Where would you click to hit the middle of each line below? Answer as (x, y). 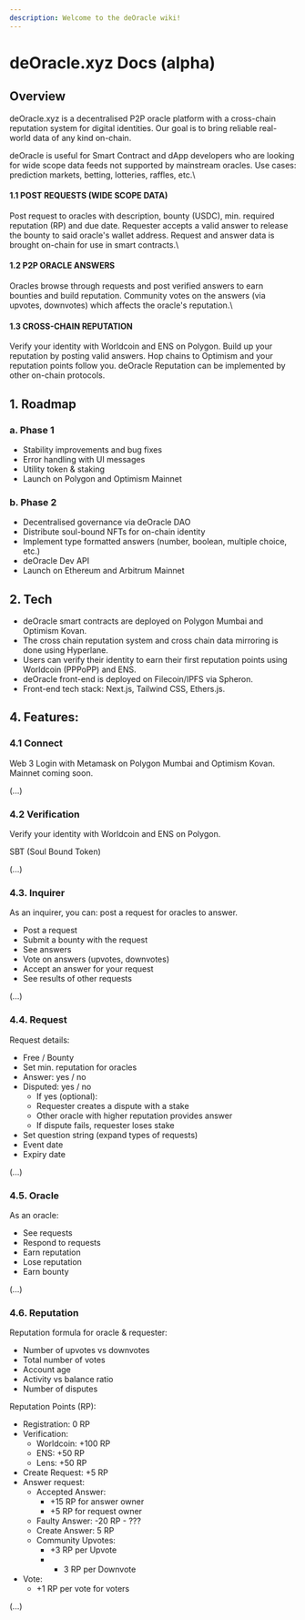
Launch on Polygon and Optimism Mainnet (102, 478)
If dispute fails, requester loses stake (105, 1125)
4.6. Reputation (44, 1312)
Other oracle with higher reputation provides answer (134, 1116)
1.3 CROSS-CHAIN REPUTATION (71, 326)
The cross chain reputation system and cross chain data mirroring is (151, 641)
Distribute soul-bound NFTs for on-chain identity (114, 532)
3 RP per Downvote (100, 1569)
